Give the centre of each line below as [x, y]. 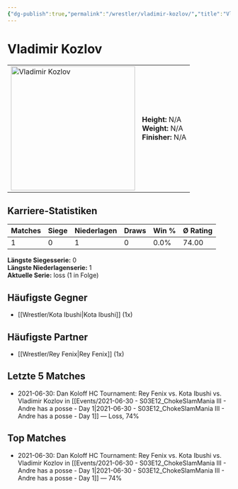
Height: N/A [162, 119]
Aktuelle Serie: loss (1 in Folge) [53, 275]
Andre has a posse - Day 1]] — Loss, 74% [78, 416]
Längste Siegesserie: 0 [42, 260]
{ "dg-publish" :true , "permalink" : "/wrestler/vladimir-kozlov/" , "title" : [115, 14]
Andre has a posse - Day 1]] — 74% [70, 478]
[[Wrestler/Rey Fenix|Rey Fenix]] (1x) [71, 354]
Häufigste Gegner [47, 297]
